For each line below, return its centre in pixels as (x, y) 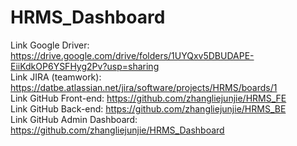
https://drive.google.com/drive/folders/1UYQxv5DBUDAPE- (132, 55)
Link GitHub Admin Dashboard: (74, 119)
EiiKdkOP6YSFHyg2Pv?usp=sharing (85, 66)
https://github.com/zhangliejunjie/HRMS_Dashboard (117, 130)
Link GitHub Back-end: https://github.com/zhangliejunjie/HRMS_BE (148, 108)
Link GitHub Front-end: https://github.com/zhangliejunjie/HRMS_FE (148, 98)
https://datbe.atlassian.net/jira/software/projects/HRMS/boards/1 (144, 87)
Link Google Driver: (50, 45)
